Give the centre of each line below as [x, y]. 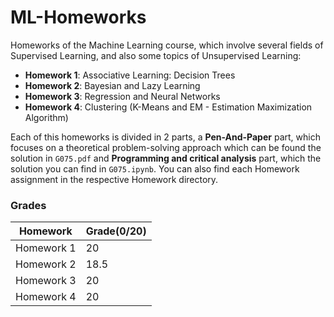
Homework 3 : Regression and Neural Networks [122, 96]
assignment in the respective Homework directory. [114, 179]
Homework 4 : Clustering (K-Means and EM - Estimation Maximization [168, 107]
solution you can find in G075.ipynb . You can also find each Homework [155, 168]
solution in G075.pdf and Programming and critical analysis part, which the [166, 158]
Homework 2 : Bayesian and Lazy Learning [112, 85]
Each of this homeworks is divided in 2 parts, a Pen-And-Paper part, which [165, 137]
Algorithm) [46, 117]
